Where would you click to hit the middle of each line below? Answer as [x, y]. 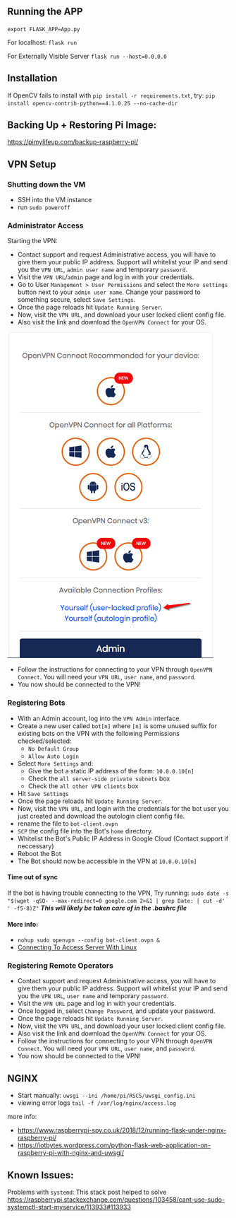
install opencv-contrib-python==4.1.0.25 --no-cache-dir [93, 103]
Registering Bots [36, 703]
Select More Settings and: [55, 763]
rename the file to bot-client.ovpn [68, 824]
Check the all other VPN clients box [83, 786]
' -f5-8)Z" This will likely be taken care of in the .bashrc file [97, 908]
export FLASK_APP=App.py [44, 29]
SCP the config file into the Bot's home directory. [85, 831]
